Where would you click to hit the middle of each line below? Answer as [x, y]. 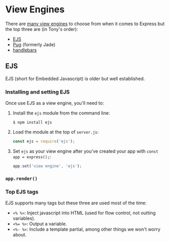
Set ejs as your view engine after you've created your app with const [86, 151]
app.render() [22, 179]
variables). [24, 218]
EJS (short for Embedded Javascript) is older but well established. [75, 79]
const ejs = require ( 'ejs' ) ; [44, 142]
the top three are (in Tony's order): [42, 29]
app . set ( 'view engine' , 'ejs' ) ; [47, 166]
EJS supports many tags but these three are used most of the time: [76, 203]
